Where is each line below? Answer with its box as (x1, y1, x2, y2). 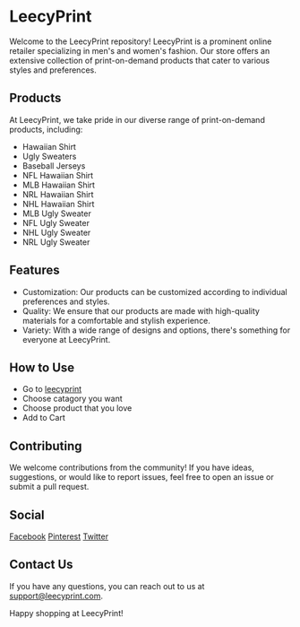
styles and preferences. (9, 65, 97, 75)
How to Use (9, 360, 75, 375)
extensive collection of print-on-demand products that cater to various (9, 55, 270, 65)
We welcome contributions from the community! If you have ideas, (9, 462, 255, 473)
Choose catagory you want (21, 393, 123, 405)
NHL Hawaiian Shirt (21, 198, 95, 209)
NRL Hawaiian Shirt (21, 188, 94, 199)
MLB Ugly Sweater (21, 208, 91, 219)
